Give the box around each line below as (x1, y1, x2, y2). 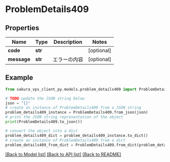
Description (53, 39, 82, 45)
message (8, 56, 30, 62)
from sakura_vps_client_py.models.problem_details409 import (5, 87, 137, 92)
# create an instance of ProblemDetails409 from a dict (5, 137, 125, 143)
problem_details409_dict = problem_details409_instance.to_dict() (5, 133, 148, 138)
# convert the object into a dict (5, 128, 78, 133)
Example (5, 73, 33, 82)
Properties (5, 24, 39, 32)
